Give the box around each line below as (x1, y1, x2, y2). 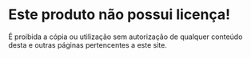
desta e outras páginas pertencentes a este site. (8, 40, 168, 49)
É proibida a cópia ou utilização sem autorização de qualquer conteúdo (8, 32, 243, 41)
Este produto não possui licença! (8, 6, 230, 24)
